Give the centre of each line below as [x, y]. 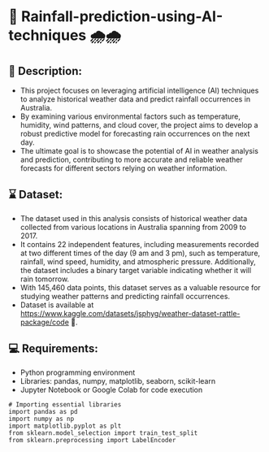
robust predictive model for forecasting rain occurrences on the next [135, 134]
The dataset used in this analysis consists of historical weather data [134, 218]
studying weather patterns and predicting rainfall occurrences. [125, 296]
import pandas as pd [43, 411]
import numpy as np [41, 419]
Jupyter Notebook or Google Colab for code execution [111, 389]
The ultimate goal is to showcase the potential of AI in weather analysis [139, 151]
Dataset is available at [57, 305]
